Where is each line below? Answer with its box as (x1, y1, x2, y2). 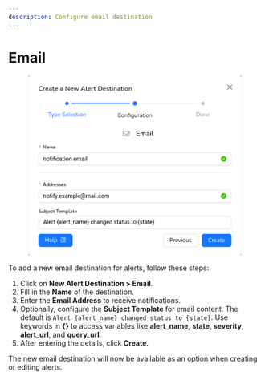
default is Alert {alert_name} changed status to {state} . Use (19, 313, 229, 322)
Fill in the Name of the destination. (19, 287, 134, 297)
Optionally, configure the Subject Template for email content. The (19, 305, 238, 314)
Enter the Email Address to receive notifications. (19, 296, 181, 305)
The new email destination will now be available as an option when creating (8, 354, 258, 364)
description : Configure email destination (8, 13, 153, 21)
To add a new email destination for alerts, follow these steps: (8, 263, 210, 273)
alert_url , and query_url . (19, 329, 102, 340)
